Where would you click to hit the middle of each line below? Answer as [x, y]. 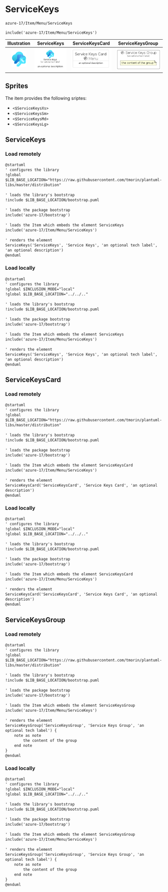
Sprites [17, 86]
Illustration [19, 43]
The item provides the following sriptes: [46, 98]
